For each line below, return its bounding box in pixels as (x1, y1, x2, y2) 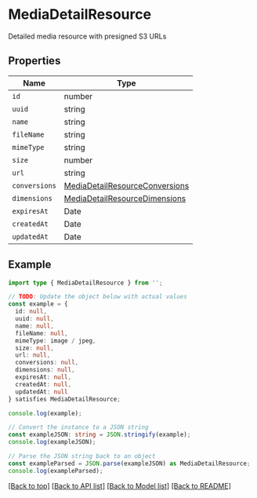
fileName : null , (15, 329, 68, 337)
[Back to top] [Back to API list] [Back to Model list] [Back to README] (8, 481, 231, 490)
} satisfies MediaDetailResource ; (8, 395, 121, 403)
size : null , (15, 344, 55, 352)
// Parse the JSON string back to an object (8, 452, 156, 460)
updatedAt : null (15, 387, 68, 396)
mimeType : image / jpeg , (15, 336, 96, 345)
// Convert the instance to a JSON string (8, 423, 149, 431)
